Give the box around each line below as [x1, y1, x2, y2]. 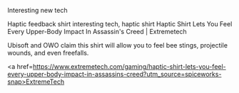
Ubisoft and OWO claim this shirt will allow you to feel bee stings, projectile [7, 41, 228, 49]
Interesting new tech [7, 6, 68, 14]
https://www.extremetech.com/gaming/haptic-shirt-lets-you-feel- [32, 62, 226, 70]
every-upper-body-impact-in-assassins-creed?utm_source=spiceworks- [7, 70, 222, 78]
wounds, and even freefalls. [7, 49, 89, 57]
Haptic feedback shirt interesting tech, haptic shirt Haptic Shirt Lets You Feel [7, 20, 233, 28]
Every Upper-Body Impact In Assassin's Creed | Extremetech [7, 28, 187, 35]
